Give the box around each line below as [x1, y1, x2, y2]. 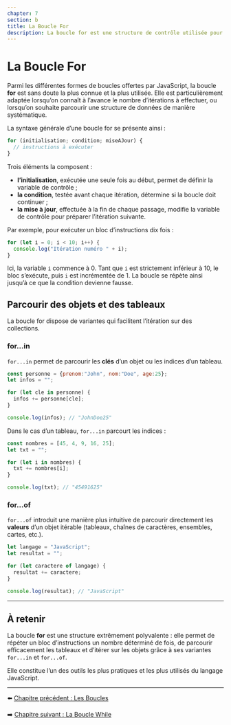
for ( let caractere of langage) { [7, 563, 107, 570]
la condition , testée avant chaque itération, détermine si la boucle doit [16, 190, 217, 199]
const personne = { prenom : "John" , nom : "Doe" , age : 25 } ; [7, 370, 168, 377]
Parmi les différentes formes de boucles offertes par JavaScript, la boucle [7, 82, 217, 90]
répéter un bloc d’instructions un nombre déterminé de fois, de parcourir [7, 638, 213, 647]
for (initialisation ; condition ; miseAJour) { [7, 137, 143, 144]
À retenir [7, 613, 46, 625]
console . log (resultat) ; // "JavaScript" [7, 588, 125, 594]
